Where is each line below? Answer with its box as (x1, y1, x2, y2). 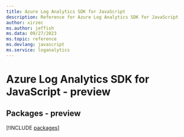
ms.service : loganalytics (6, 47, 70, 53)
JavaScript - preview (6, 85, 111, 98)
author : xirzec (6, 19, 44, 25)
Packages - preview (6, 109, 81, 119)
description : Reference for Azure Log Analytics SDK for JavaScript (6, 14, 179, 20)
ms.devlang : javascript (6, 42, 65, 48)
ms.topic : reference (6, 36, 57, 42)
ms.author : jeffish (6, 25, 54, 31)
